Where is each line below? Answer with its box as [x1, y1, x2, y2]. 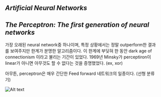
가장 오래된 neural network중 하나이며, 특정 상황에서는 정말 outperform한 [5, 42, 147, 48]
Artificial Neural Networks [5, 4, 87, 12]
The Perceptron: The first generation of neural [5, 21, 149, 29]
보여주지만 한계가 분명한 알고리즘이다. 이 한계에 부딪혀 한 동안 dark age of [10, 48, 152, 54]
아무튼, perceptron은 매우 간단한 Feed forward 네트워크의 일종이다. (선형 [5, 71, 146, 76]
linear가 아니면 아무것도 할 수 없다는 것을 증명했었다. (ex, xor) [5, 60, 123, 66]
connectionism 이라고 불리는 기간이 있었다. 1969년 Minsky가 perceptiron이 [5, 54, 151, 60]
